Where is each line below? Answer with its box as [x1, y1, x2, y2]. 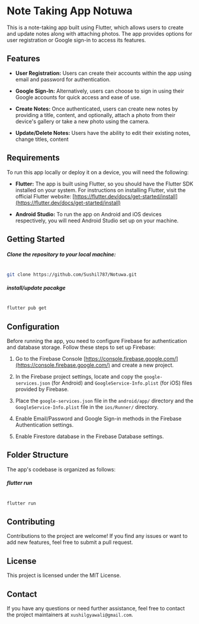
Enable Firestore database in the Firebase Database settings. [15, 433, 165, 440]
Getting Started [7, 234, 65, 244]
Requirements [7, 153, 60, 163]
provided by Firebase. [15, 386, 69, 393]
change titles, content [15, 135, 69, 143]
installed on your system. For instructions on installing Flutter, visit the [15, 186, 186, 194]
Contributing [7, 516, 55, 527]
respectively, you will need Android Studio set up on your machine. [15, 217, 179, 224]
